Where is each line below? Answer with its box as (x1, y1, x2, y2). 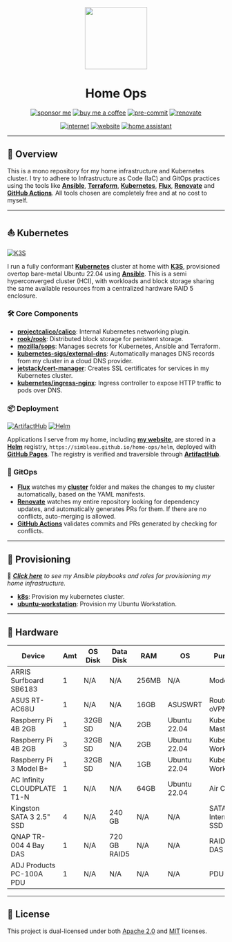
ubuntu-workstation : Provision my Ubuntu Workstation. (17, 600, 177, 608)
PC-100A (10, 869, 43, 879)
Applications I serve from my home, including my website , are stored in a (7, 435, 216, 444)
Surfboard (10, 676, 44, 686)
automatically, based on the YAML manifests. (17, 490, 146, 499)
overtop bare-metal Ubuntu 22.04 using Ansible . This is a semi (7, 269, 187, 278)
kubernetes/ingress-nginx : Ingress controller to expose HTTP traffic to (17, 378, 222, 387)
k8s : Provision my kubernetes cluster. (17, 593, 126, 601)
